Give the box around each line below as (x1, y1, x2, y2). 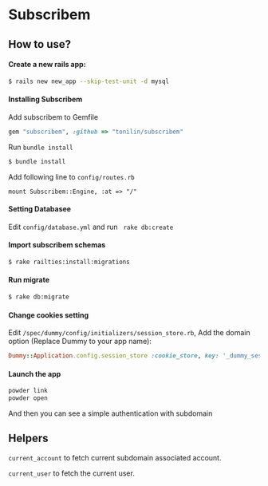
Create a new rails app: (8, 60, 86, 69)
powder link (8, 387, 48, 395)
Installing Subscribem (8, 94, 83, 105)
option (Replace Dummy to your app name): (8, 337, 152, 346)
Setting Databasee (8, 204, 72, 214)
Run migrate (8, 275, 50, 285)
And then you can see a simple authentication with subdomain (8, 409, 213, 418)
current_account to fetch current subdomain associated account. (8, 452, 222, 462)
